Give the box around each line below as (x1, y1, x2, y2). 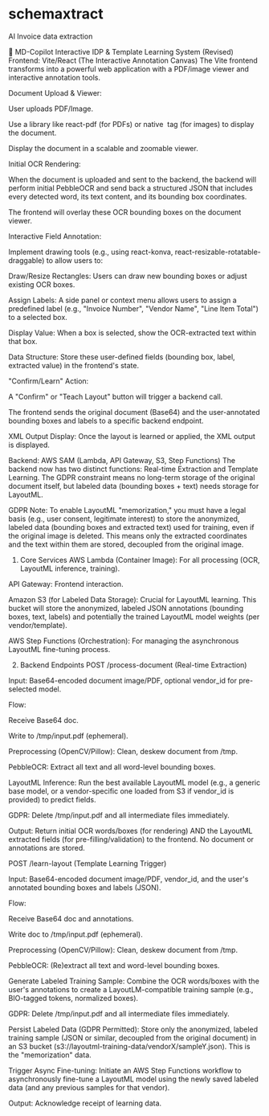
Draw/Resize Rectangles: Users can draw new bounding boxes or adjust (8, 271, 247, 281)
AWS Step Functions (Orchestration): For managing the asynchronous (8, 636, 239, 646)
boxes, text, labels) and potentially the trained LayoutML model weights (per (8, 612, 260, 622)
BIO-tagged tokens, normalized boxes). (8, 993, 139, 1003)
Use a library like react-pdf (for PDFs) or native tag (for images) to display (8, 119, 255, 129)
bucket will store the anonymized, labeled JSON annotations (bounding (8, 603, 244, 613)
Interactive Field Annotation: (8, 231, 102, 241)
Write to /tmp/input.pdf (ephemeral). (8, 731, 128, 741)
